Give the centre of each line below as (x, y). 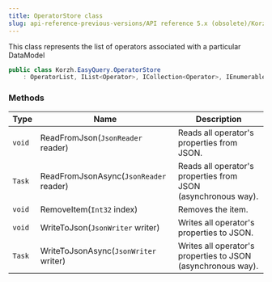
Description (219, 119)
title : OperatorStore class (56, 16)
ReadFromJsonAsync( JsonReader (103, 176)
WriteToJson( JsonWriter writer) (100, 227)
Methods (26, 98)
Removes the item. (213, 209)
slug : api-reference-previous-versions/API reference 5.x (108, 23)
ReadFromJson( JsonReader (91, 137)
